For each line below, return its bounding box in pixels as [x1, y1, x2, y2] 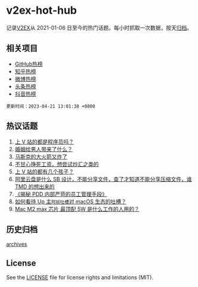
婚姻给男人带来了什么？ [14, 145, 73, 152]
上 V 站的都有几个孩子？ [14, 168, 75, 175]
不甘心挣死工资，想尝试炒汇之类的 [14, 160, 99, 167]
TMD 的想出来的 [14, 183, 55, 190]
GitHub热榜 [14, 60, 43, 68]
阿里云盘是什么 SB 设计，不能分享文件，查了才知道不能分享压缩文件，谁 [14, 175, 192, 182]
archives [6, 240, 27, 248]
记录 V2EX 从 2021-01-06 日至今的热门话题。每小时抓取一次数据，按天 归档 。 [6, 24, 193, 31]
